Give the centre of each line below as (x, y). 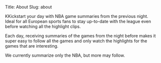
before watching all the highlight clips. (43, 26)
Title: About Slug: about (29, 7)
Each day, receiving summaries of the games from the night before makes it (80, 36)
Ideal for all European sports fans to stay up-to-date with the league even (78, 21)
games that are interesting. (32, 46)
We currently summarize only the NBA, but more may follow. (65, 55)
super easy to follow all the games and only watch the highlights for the (76, 41)
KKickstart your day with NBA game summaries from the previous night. (77, 16)
